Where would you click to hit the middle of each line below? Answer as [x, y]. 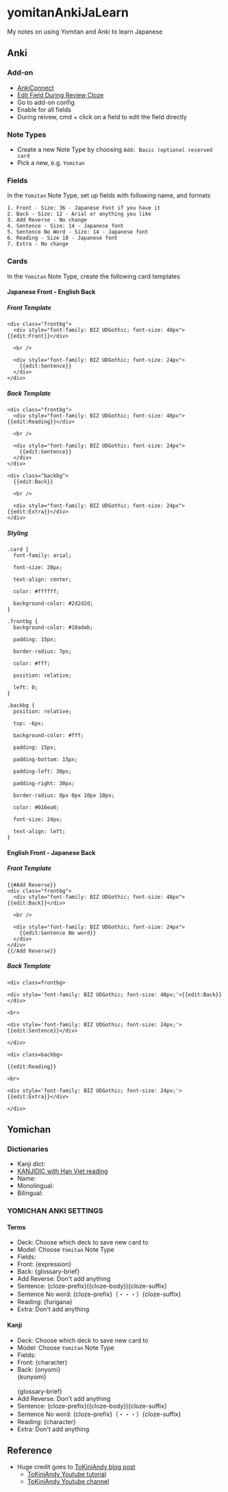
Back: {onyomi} [39, 1369]
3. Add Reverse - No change [47, 220]
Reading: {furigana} [45, 1302]
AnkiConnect [35, 88]
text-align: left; [40, 832]
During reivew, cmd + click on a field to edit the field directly [102, 117]
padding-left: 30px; [42, 772]
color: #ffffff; [36, 592]
